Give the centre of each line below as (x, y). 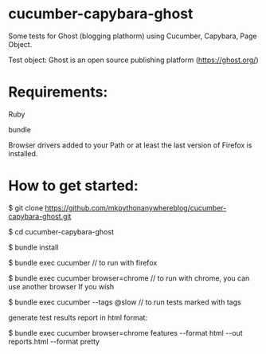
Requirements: (58, 92)
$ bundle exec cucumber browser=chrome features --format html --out (125, 332)
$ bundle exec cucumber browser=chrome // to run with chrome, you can (129, 278)
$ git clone (26, 207)
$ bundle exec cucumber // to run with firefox (83, 262)
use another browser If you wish (61, 286)
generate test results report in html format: (78, 317)
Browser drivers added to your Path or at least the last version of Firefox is (130, 145)
